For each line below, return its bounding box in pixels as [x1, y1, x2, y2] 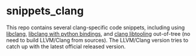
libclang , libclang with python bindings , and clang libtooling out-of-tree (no [6, 30, 191, 37]
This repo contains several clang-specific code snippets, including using [6, 24, 185, 31]
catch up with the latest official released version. [6, 43, 126, 50]
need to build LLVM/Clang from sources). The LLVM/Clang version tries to [6, 36, 189, 43]
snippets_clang [6, 4, 84, 18]
